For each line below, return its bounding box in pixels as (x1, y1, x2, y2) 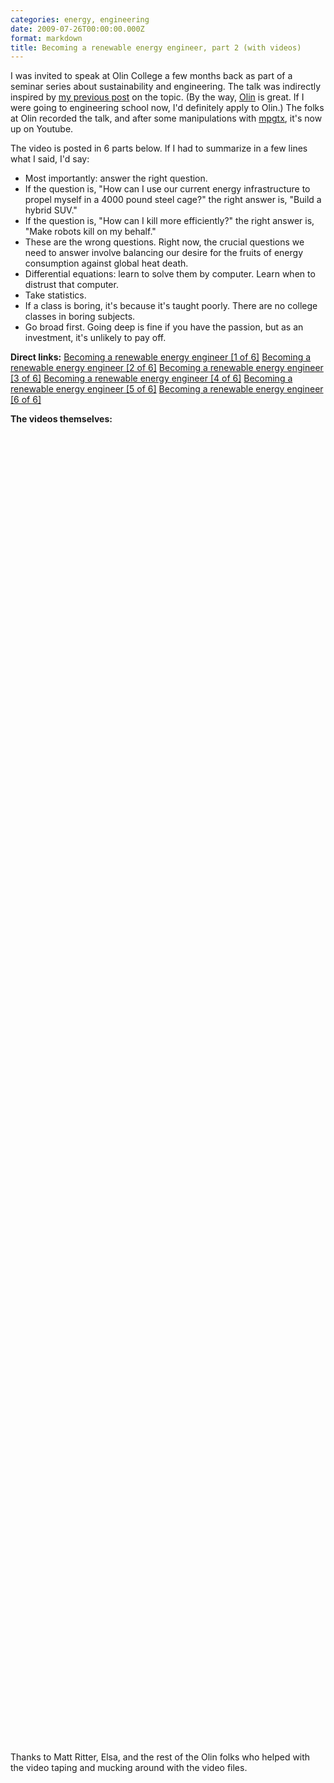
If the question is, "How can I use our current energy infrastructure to (24, 183, 311, 195)
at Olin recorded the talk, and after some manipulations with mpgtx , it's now (10, 112, 323, 125)
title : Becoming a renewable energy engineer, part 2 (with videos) (10, 42, 302, 53)
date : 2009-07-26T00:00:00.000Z (10, 24, 145, 34)
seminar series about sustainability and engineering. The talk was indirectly (10, 81, 322, 93)
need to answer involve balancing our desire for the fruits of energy (24, 247, 304, 259)
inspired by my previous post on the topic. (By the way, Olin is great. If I (10, 91, 305, 103)
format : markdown (10, 33, 83, 43)
